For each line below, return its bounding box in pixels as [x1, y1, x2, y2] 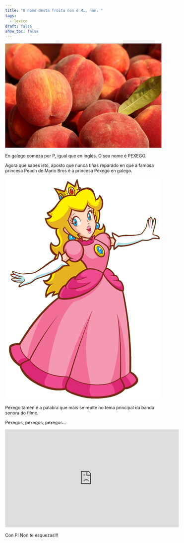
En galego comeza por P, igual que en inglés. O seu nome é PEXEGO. [5, 153, 147, 159]
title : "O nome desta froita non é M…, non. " [5, 8, 103, 13]
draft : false [5, 24, 32, 29]
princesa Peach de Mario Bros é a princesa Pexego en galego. [5, 168, 132, 174]
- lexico [9, 18, 28, 23]
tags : [5, 13, 16, 18]
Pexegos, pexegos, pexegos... [5, 420, 67, 426]
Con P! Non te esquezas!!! [5, 532, 59, 539]
